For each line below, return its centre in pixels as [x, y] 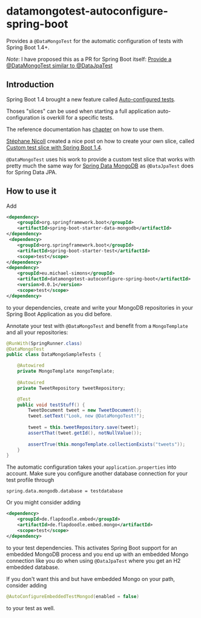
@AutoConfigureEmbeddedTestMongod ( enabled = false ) [73, 596]
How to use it [31, 192]
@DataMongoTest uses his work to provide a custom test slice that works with [100, 159]
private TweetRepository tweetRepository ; [71, 388]
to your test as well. [31, 608]
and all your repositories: [37, 332]
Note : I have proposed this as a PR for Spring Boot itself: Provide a [89, 59]
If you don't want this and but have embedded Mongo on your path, [91, 579]
